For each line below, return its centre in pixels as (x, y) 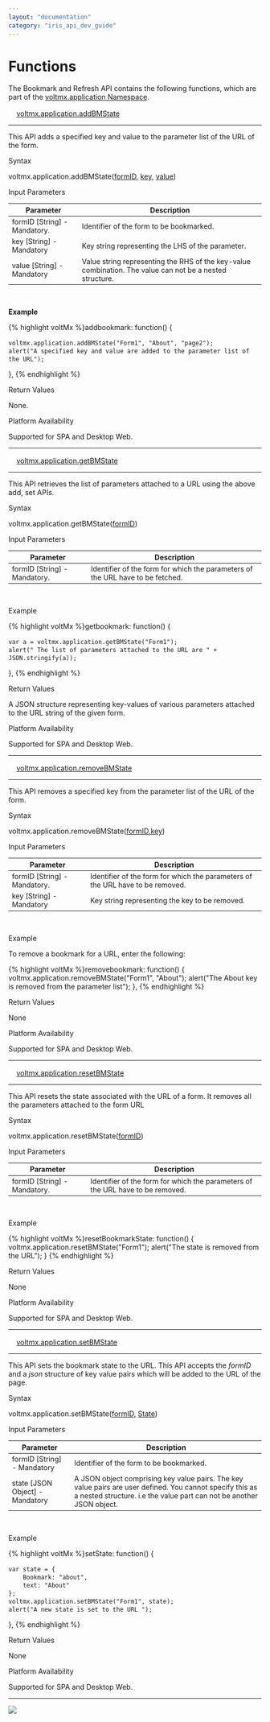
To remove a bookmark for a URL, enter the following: (97, 953)
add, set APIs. (31, 493)
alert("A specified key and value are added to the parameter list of (129, 351)
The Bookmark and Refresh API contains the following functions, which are (133, 89)
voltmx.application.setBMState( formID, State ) (83, 1414)
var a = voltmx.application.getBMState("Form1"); (93, 642)
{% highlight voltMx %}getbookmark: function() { (90, 626)
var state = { (32, 1569)
